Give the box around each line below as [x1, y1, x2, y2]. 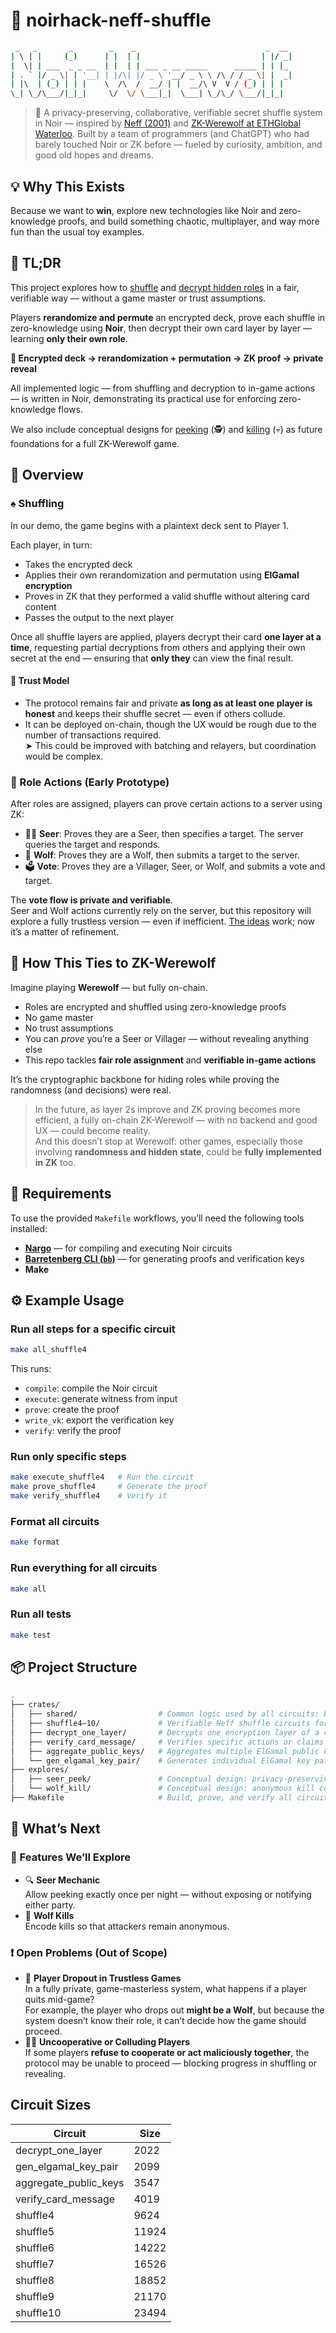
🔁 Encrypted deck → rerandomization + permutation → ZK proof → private [10, 352, 324, 364]
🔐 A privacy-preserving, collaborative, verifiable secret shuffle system [34, 107, 323, 119]
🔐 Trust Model [10, 675, 70, 687]
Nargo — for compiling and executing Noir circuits [24, 1242, 233, 1254]
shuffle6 [15, 2240, 55, 2254]
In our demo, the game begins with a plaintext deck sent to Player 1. [10, 519, 290, 531]
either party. [24, 1899, 76, 1911]
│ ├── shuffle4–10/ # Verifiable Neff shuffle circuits [10, 1719, 311, 1729]
